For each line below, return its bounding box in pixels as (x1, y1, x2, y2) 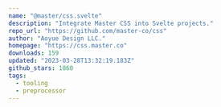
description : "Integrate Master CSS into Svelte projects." (8, 19, 215, 27)
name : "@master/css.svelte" (8, 11, 103, 20)
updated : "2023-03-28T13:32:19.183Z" (8, 57, 135, 65)
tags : (8, 72, 27, 80)
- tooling (15, 79, 48, 87)
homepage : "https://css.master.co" (8, 42, 128, 50)
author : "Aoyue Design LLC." (8, 34, 106, 43)
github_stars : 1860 (8, 64, 74, 72)
